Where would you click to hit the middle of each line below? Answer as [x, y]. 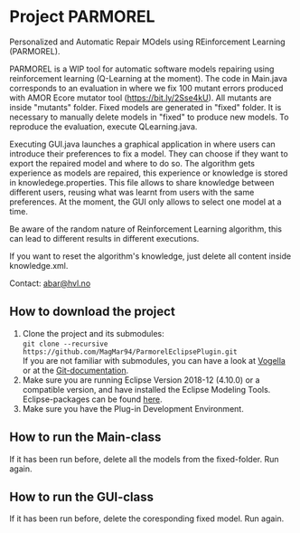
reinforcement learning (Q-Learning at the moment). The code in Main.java [148, 78]
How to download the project [93, 312]
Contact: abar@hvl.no [50, 283]
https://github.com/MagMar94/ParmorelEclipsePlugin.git [130, 352]
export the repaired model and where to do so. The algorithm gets [132, 163]
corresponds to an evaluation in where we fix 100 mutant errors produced [146, 88]
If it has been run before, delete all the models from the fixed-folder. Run [144, 459]
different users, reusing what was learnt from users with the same [132, 192]
